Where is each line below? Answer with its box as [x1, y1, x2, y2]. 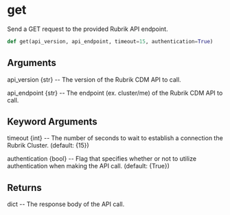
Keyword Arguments [7, 116, 97, 128]
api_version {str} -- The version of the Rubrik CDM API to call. [7, 75, 181, 84]
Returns [7, 181, 43, 194]
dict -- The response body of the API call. [7, 200, 125, 208]
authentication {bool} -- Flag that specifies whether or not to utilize [7, 155, 197, 163]
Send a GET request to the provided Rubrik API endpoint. [7, 25, 168, 33]
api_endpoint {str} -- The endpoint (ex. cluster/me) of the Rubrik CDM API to [7, 89, 223, 97]
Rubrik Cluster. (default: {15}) [7, 142, 89, 150]
